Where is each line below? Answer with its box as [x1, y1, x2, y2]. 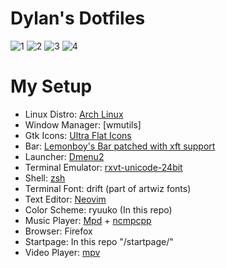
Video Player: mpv [24, 246, 101, 258]
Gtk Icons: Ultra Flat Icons [24, 129, 132, 141]
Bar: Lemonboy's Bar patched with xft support [24, 140, 216, 152]
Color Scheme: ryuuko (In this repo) [24, 203, 173, 216]
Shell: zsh [24, 172, 66, 184]
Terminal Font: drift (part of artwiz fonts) [24, 182, 192, 194]
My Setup [10, 75, 93, 98]
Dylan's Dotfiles [10, 7, 146, 30]
